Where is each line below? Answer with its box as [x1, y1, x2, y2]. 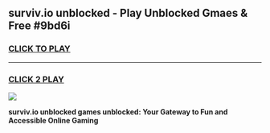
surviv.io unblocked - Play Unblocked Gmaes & [8, 6, 248, 20]
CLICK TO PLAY [8, 44, 71, 55]
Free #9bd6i [8, 19, 71, 33]
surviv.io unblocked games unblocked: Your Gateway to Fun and [8, 106, 228, 116]
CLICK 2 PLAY [8, 73, 64, 85]
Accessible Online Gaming [8, 115, 99, 125]
